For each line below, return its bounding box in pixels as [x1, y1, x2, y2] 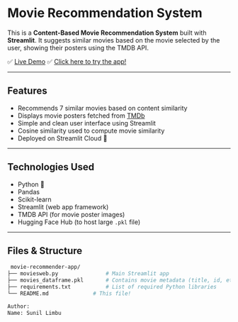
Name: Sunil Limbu [7, 309, 62, 316]
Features [7, 85, 47, 97]
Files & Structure [7, 245, 83, 257]
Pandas [17, 187, 40, 196]
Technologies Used [7, 161, 94, 173]
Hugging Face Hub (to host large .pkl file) [17, 218, 141, 226]
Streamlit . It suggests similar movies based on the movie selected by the [7, 35, 220, 44]
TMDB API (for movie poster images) [17, 210, 125, 218]
